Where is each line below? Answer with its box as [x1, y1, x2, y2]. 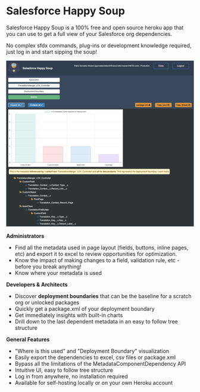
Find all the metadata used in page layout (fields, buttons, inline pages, [14, 244, 189, 252]
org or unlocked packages [14, 299, 79, 306]
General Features [6, 336, 50, 343]
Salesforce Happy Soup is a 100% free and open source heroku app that [6, 24, 184, 31]
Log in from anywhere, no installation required [14, 373, 128, 380]
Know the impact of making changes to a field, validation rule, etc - [14, 257, 180, 264]
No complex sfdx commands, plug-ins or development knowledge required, [6, 42, 192, 49]
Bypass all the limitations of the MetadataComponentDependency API [14, 360, 186, 367]
